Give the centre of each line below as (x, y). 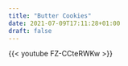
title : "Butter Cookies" (50, 16)
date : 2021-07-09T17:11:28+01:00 (64, 23)
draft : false (30, 31)
